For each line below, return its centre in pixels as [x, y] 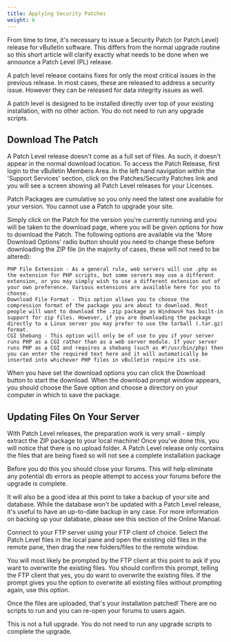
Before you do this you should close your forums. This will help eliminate [110, 469]
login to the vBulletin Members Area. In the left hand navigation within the [111, 171]
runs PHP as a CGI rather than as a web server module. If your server [112, 342]
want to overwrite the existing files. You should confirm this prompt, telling [113, 568]
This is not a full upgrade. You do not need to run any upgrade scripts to [110, 624]
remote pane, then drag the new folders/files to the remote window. [103, 547]
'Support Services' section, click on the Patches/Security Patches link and [113, 178]
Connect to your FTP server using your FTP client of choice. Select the [108, 533]
